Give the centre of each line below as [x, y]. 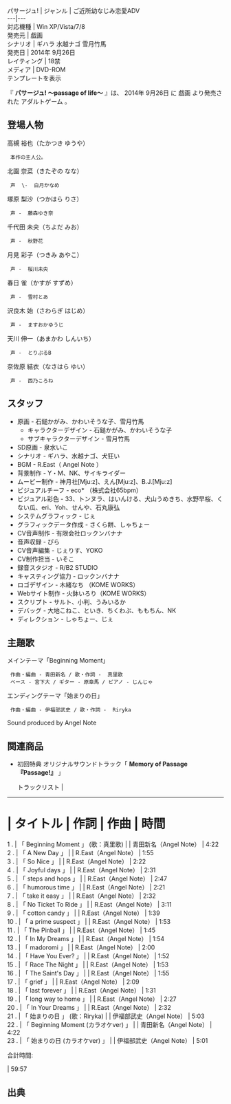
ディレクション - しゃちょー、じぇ [65, 619]
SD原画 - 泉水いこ [43, 447]
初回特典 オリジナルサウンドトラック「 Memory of [89, 764]
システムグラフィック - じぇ [56, 516]
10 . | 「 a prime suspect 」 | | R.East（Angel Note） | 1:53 [89, 922]
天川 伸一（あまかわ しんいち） [51, 338]
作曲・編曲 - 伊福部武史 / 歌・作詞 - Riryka [71, 710]
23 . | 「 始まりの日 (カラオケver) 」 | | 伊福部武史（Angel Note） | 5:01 [108, 1041]
